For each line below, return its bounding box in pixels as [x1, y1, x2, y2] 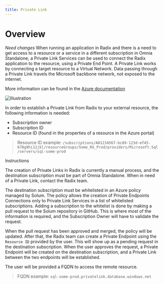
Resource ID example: [17, 139, 62, 145]
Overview [5, 28, 46, 39]
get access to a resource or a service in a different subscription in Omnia [5, 50, 153, 56]
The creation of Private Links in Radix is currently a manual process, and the [5, 167, 160, 173]
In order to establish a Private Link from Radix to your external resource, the [5, 104, 159, 111]
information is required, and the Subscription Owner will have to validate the [5, 213, 159, 219]
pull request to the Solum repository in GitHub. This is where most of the [5, 208, 151, 214]
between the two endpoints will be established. [5, 254, 101, 260]
